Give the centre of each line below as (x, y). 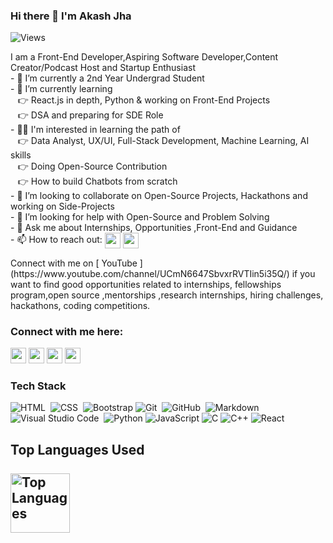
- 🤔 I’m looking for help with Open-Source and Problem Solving (140, 217)
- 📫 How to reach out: (56, 240)
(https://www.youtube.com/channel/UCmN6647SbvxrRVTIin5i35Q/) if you (163, 273)
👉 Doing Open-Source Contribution (92, 166)
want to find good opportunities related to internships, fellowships (146, 284)
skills (21, 155)
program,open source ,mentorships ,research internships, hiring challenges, (167, 295)
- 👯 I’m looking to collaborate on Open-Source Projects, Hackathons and (159, 196)
